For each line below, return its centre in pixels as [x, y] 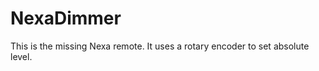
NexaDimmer [66, 18]
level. [21, 56]
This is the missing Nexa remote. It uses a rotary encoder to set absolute [160, 46]
